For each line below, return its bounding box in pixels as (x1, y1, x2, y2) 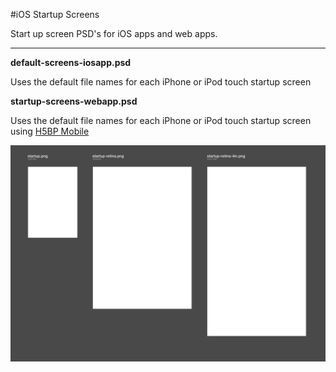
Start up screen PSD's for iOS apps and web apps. (10, 28, 218, 39)
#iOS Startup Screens (10, 9, 100, 20)
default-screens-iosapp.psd (10, 57, 132, 68)
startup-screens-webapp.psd (10, 95, 138, 107)
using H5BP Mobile (10, 125, 90, 137)
